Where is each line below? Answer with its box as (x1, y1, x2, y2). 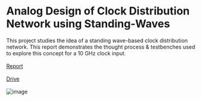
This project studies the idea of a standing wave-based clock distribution (6, 37, 188, 44)
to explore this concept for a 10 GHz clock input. (6, 49, 126, 57)
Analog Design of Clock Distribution (6, 4, 190, 18)
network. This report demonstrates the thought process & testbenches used (6, 43, 196, 50)
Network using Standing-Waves (6, 17, 170, 31)
